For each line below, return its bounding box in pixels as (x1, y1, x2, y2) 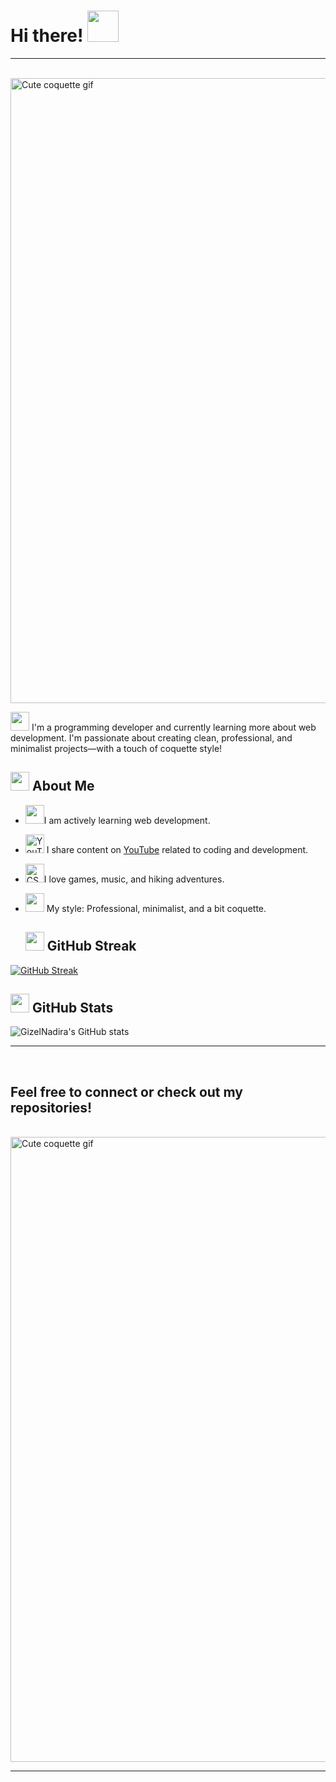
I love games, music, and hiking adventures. (43, 873, 225, 885)
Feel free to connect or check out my (10, 1083, 243, 1100)
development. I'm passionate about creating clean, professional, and (10, 731, 293, 744)
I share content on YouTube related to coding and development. (46, 843, 309, 855)
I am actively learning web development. (43, 814, 211, 826)
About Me (31, 778, 95, 795)
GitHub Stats (31, 999, 114, 1016)
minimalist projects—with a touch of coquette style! (10, 742, 223, 754)
